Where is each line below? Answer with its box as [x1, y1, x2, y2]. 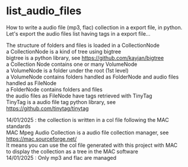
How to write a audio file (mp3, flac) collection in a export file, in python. [6, 24, 183, 31]
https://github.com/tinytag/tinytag [6, 105, 89, 112]
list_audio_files [6, 4, 82, 18]
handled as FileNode [6, 79, 57, 87]
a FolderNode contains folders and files [6, 86, 103, 93]
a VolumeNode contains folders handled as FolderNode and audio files [6, 73, 179, 80]
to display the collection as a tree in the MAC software [6, 147, 138, 155]
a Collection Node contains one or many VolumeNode [6, 61, 138, 68]
